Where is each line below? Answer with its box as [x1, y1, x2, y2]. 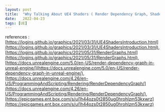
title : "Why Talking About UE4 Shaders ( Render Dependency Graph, [5, 12, 148, 17]
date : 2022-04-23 [5, 16, 45, 21]
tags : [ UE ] [5, 20, 27, 26]
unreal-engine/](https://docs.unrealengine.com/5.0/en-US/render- [5, 65, 140, 71]
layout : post [5, 7, 32, 12]
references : [5, 34, 30, 40]
